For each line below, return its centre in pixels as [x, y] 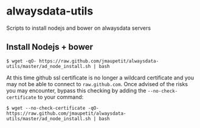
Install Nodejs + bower [50, 47]
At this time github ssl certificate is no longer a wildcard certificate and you [100, 78]
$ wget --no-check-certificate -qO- [53, 108]
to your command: [60, 97]
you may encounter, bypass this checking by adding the [76, 90]
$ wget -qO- [21, 61]
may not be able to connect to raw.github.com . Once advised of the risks [97, 84]
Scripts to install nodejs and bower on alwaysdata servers [78, 28]
